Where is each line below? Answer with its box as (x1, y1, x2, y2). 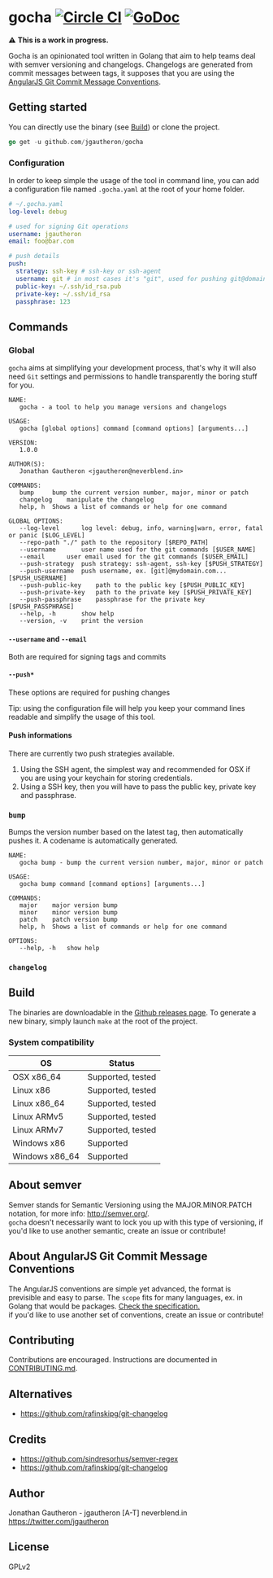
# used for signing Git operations (8, 222, 129, 230)
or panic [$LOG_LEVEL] (8, 532, 85, 540)
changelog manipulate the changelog (19, 496, 154, 504)
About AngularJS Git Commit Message (8, 1250, 208, 1264)
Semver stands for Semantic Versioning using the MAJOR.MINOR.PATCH (8, 1199, 253, 1209)
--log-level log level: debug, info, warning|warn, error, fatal (19, 524, 264, 533)
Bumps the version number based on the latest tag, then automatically (8, 827, 244, 837)
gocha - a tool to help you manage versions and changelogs (19, 403, 227, 411)
